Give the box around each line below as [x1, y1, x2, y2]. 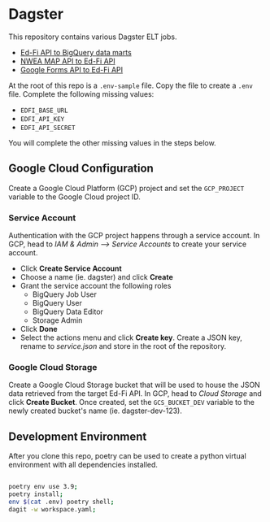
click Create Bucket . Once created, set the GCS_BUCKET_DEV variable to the [8, 398, 255, 407]
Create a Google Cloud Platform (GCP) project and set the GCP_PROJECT [8, 183, 245, 193]
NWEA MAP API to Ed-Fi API [20, 56, 115, 66]
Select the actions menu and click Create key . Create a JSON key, [20, 333, 242, 342]
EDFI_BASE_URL [20, 107, 68, 115]
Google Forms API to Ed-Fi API [20, 64, 124, 74]
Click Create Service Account [20, 263, 122, 273]
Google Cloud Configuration [8, 162, 155, 176]
